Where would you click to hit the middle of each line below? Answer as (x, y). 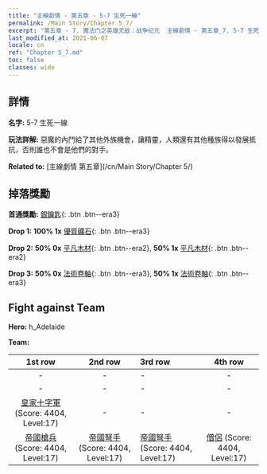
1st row (41, 362)
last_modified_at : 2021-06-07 (58, 38)
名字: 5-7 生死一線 (38, 122)
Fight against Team (57, 308)
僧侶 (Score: (229, 437)
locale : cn (26, 45)
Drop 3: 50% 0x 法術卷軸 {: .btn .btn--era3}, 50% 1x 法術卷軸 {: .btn (118, 274)
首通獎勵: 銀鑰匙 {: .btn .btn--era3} (64, 214)
